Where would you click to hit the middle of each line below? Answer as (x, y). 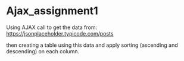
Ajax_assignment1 (52, 11)
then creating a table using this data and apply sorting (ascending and (92, 45)
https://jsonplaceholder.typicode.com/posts (60, 33)
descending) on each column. (43, 51)
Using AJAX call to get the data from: (52, 27)
